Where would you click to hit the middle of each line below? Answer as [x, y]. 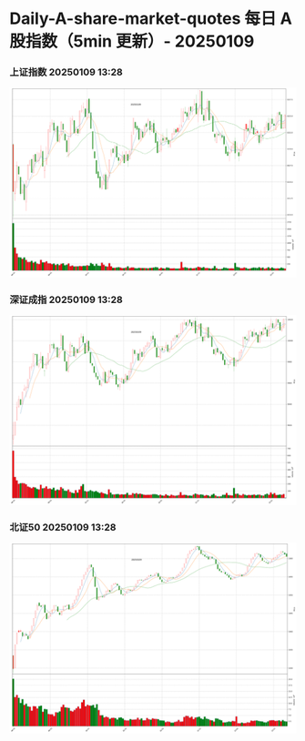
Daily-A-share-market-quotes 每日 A [151, 19]
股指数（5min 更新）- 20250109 [132, 41]
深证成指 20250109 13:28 [66, 299]
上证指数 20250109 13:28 [66, 72]
